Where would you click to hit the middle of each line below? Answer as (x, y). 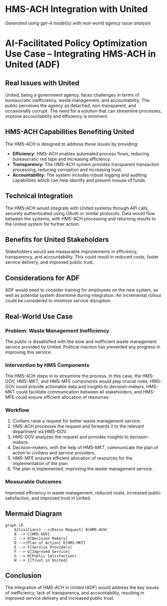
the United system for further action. (43, 224)
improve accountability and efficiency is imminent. (57, 116)
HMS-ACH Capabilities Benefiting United (70, 132)
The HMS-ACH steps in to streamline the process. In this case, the (73, 376)
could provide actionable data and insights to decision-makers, (81, 386)
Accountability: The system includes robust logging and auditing (80, 175)
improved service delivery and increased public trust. (60, 598)
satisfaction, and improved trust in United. (48, 498)
